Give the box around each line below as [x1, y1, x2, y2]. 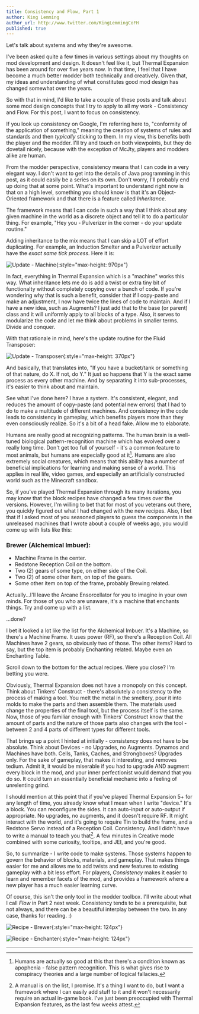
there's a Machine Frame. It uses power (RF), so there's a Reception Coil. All [6, 633, 192, 641]
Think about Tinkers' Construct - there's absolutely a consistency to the [6, 688, 182, 695]
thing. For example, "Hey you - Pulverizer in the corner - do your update [6, 219, 182, 227]
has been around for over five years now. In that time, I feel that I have [6, 66, 177, 73]
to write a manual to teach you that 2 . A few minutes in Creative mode [6, 831, 175, 839]
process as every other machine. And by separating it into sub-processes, [6, 377, 187, 384]
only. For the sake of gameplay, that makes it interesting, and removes [6, 756, 177, 764]
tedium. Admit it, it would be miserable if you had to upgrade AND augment [6, 762, 190, 770]
